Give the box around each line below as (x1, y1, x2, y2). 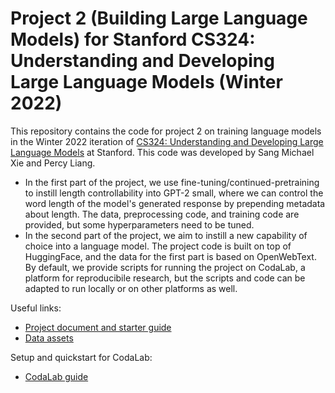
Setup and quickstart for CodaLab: (10, 351, 153, 363)
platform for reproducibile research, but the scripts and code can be (24, 272, 306, 284)
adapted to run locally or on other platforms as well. (24, 282, 238, 294)
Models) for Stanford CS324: (10, 28, 256, 51)
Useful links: (10, 302, 62, 314)
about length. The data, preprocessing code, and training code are (24, 208, 300, 220)
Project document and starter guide (24, 321, 172, 333)
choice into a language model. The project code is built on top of (24, 240, 292, 252)
